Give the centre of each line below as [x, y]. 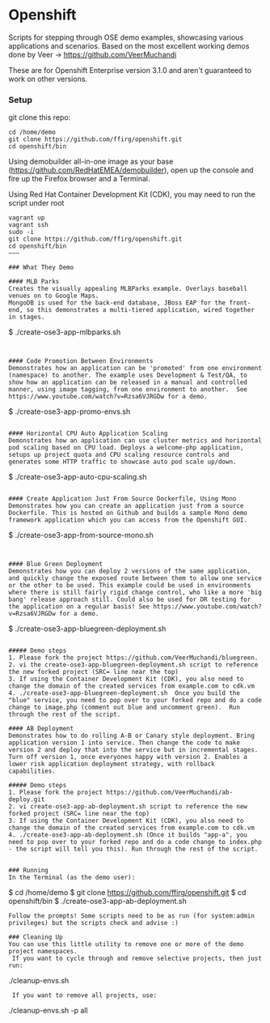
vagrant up [27, 218]
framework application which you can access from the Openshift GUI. [128, 520]
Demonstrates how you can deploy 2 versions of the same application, [130, 571]
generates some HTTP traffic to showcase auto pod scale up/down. [122, 462]
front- [240, 303]
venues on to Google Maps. [54, 296]
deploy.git [27, 799]
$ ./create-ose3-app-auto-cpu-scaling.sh [78, 477]
